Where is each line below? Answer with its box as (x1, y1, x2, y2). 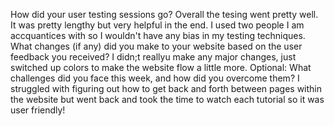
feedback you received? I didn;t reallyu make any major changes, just (10, 51, 297, 63)
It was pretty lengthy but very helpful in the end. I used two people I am (10, 19, 305, 31)
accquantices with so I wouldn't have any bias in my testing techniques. (10, 30, 306, 41)
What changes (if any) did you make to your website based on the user (10, 40, 303, 52)
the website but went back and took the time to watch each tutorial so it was (10, 94, 325, 105)
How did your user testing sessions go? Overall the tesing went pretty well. (10, 9, 319, 20)
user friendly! (10, 104, 66, 116)
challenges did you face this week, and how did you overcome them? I (10, 72, 300, 84)
